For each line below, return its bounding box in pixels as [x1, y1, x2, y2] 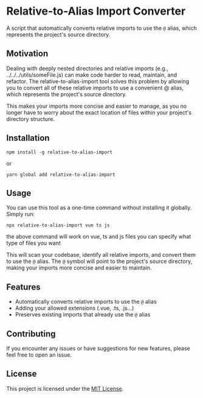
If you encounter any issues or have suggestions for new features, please [6, 345, 190, 352]
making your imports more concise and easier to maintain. [6, 264, 152, 271]
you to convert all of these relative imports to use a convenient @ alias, [6, 84, 184, 91]
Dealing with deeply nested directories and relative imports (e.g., [6, 65, 168, 72]
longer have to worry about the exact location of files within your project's [6, 108, 192, 116]
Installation [6, 133, 50, 144]
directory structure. [6, 115, 55, 122]
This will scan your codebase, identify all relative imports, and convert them [6, 251, 196, 259]
